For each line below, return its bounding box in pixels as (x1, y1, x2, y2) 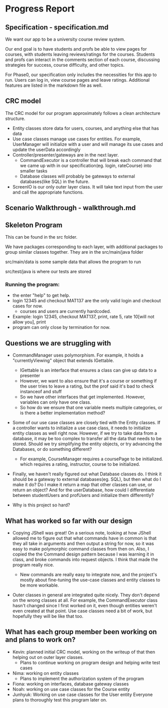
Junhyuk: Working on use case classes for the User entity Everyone (12, 691, 153, 697)
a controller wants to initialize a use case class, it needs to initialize (12, 425, 151, 431)
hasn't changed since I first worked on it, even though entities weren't (12, 602, 157, 608)
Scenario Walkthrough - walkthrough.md (5, 204, 136, 212)
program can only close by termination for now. (12, 324, 110, 330)
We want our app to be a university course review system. (5, 36, 125, 42)
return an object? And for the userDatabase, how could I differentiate (12, 487, 155, 493)
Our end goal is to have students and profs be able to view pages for (5, 46, 147, 52)
